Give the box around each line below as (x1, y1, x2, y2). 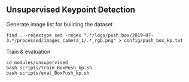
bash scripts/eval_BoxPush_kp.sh (6, 70, 90, 76)
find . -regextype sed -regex (6, 32, 82, 38)
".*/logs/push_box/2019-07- (83, 32, 154, 38)
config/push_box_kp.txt (123, 37, 184, 44)
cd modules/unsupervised (6, 59, 68, 65)
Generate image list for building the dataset (6, 20, 113, 28)
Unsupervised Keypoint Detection (6, 5, 136, 15)
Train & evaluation (6, 48, 51, 55)
